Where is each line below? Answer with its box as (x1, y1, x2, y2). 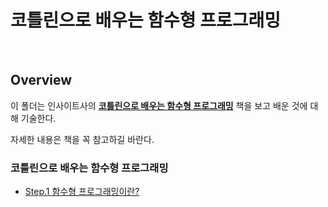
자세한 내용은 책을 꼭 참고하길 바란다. (10, 133, 155, 145)
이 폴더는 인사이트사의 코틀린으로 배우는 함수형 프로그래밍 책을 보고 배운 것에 (10, 99, 308, 111)
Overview (10, 72, 73, 89)
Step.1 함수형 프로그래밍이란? (24, 186, 140, 198)
